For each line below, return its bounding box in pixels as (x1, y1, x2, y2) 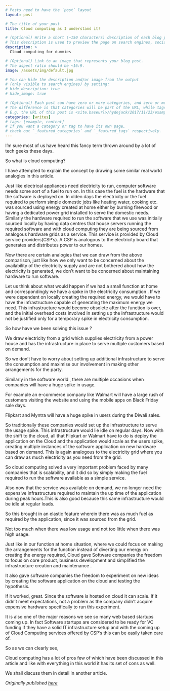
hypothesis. (5, 584, 30, 589)
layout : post (5, 12, 33, 17)
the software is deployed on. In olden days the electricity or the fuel (5, 194, 146, 199)
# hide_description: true (5, 87, 60, 92)
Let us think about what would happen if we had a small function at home (5, 283, 158, 289)
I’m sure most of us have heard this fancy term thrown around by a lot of (5, 142, 156, 149)
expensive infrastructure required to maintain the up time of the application (5, 490, 162, 496)
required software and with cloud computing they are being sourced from (5, 226, 158, 232)
